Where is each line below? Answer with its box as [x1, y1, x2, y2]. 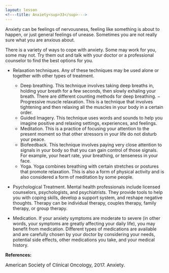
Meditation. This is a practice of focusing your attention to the [20, 125, 150, 132]
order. [20, 109, 33, 115]
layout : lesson [5, 7, 38, 13]
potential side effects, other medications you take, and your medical [12, 237, 155, 243]
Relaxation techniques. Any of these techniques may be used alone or [12, 67, 159, 73]
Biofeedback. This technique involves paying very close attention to [20, 141, 162, 147]
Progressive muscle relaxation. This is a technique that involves [20, 98, 153, 104]
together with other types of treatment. [12, 72, 94, 79]
